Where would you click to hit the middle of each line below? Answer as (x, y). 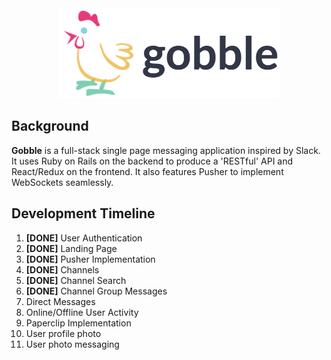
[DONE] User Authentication (84, 238)
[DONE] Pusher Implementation (90, 259)
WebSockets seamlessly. (62, 182)
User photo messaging (72, 344)
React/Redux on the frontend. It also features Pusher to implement (147, 171)
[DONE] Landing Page (71, 248)
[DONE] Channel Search (76, 280)
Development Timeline (83, 213)
